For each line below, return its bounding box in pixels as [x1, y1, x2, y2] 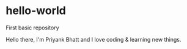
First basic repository [5, 24, 59, 31]
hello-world [5, 4, 67, 18]
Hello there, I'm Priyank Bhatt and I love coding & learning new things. [5, 36, 182, 43]
